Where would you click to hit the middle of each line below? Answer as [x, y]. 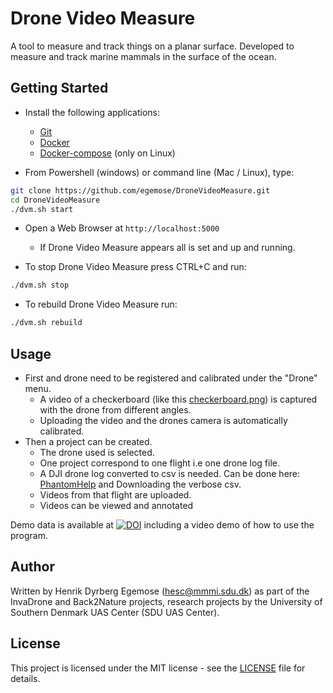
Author [32, 567]
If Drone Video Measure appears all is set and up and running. [167, 248]
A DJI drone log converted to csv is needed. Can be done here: [170, 473]
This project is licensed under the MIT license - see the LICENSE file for [158, 668]
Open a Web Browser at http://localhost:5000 [122, 228]
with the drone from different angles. [115, 409]
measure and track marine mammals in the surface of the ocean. [143, 56]
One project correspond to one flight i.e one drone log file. [159, 463]
